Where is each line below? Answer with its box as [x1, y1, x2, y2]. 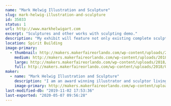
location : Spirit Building [5, 41, 63, 46]
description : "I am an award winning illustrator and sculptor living [14, 78, 167, 84]
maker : [5, 69, 19, 74]
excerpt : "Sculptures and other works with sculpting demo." [5, 31, 138, 36]
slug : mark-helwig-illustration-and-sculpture [5, 12, 106, 17]
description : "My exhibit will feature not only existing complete [5, 36, 152, 41]
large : [14, 60, 28, 65]
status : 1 [5, 21, 26, 27]
